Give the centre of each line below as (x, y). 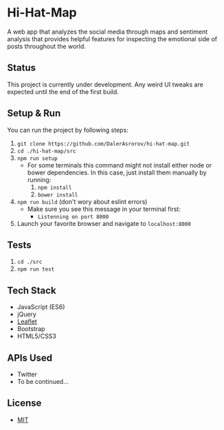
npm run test (36, 269)
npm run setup (37, 158)
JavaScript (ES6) (41, 307)
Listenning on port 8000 (73, 217)
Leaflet (27, 321)
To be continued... (43, 382)
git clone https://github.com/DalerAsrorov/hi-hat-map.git (103, 144)
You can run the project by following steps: (68, 130)
